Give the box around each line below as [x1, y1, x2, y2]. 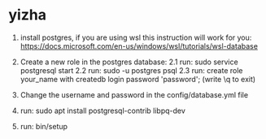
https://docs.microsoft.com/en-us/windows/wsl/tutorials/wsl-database [20, 41, 259, 50]
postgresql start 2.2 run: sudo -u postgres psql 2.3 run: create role [20, 65, 243, 75]
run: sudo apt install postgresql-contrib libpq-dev [20, 106, 185, 115]
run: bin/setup [20, 121, 68, 131]
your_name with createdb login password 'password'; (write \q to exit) [20, 74, 256, 84]
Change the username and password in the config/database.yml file [20, 89, 249, 99]
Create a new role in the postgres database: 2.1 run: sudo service [20, 57, 238, 67]
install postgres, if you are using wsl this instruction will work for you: [20, 33, 252, 42]
